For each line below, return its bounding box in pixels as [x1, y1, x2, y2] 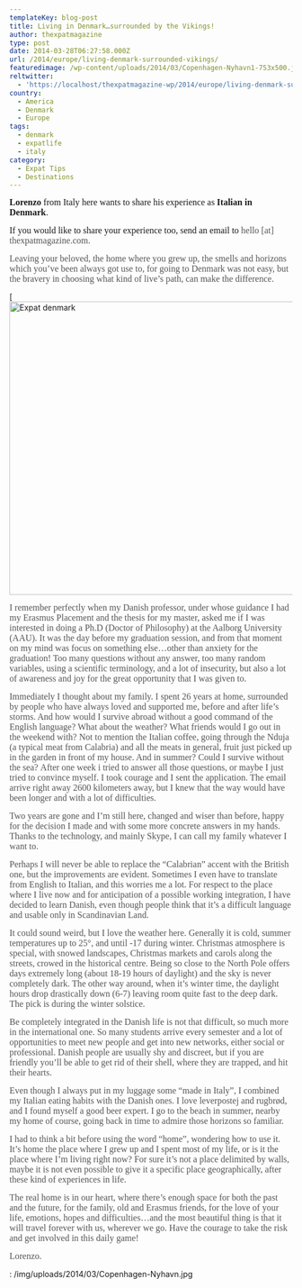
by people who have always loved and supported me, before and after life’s [9, 702, 280, 712]
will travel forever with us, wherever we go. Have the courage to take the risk [9, 1222, 288, 1234]
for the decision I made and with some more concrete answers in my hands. [9, 821, 280, 831]
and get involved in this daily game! [9, 1233, 139, 1244]
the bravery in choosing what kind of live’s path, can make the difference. [9, 274, 274, 285]
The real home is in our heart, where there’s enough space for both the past [9, 1193, 279, 1203]
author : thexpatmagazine [9, 30, 102, 39]
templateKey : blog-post [9, 13, 99, 23]
